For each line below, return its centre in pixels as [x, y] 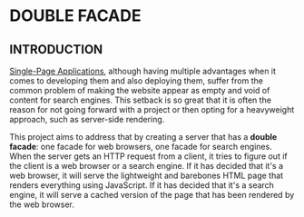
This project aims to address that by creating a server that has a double [143, 137]
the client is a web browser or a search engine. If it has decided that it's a [147, 166]
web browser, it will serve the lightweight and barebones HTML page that [147, 175]
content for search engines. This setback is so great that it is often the [141, 100]
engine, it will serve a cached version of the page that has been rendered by [152, 195]
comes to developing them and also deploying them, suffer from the [136, 81]
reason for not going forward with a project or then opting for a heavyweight [152, 109]
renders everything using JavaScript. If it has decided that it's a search [142, 185]
